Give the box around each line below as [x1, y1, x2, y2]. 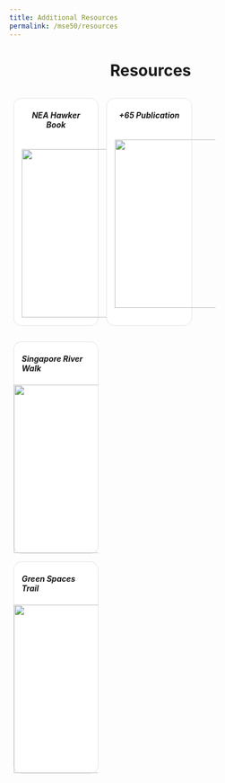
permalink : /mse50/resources [9, 22, 118, 31]
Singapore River [22, 354, 83, 365]
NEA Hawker [31, 110, 81, 121]
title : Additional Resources [9, 13, 118, 22]
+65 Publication [118, 110, 180, 121]
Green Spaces [22, 574, 76, 585]
